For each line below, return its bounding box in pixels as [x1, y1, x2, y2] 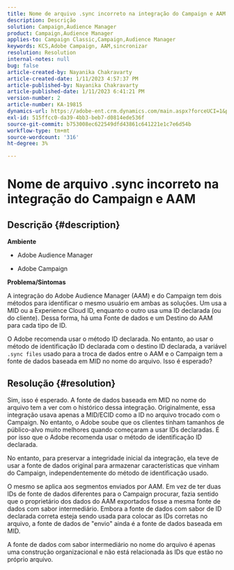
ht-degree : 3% [7, 140, 49, 147]
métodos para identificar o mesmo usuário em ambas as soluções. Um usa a [7, 299, 227, 307]
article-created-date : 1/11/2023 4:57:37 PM [7, 75, 139, 82]
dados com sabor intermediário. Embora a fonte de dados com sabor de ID [7, 504, 222, 513]
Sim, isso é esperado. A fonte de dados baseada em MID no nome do [7, 395, 207, 404]
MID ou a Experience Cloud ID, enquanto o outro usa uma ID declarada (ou [7, 307, 221, 315]
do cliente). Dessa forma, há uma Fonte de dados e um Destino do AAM [7, 314, 213, 322]
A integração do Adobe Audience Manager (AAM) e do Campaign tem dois [7, 291, 222, 300]
